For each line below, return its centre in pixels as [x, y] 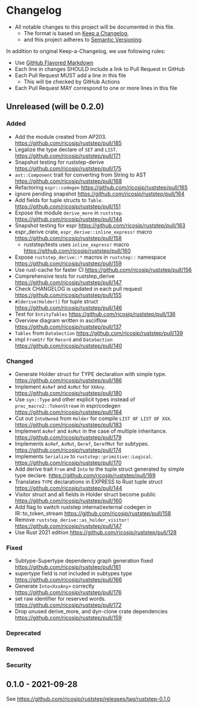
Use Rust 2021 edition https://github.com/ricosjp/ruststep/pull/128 [96, 532]
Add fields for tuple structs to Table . [59, 200]
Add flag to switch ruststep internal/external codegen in [83, 507]
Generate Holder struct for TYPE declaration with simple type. [91, 374]
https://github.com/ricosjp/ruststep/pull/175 [68, 168]
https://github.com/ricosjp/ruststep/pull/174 [68, 450]
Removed [20, 649]
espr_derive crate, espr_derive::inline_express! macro [84, 232]
